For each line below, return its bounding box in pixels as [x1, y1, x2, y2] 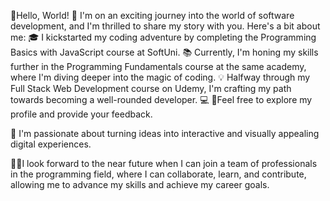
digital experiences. [10, 138, 92, 150]
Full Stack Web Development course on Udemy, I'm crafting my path [10, 83, 292, 94]
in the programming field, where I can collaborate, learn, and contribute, [10, 168, 307, 180]
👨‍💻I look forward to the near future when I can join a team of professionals [10, 158, 318, 169]
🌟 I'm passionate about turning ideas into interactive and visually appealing [10, 128, 320, 139]
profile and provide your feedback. [10, 108, 153, 120]
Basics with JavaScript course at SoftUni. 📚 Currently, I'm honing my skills [10, 46, 319, 58]
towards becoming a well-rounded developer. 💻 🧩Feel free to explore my [10, 94, 313, 105]
